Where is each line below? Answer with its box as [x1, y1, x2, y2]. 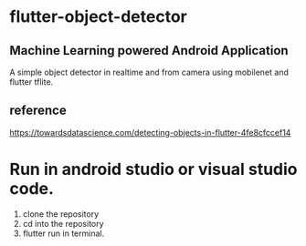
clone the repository [22, 208, 100, 220]
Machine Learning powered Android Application [9, 43, 290, 58]
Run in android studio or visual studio [9, 159, 298, 179]
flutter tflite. [9, 77, 54, 87]
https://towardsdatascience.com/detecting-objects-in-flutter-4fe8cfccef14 [9, 127, 291, 138]
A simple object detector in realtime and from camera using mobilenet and [9, 67, 290, 77]
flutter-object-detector [9, 6, 187, 27]
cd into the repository [22, 218, 104, 229]
